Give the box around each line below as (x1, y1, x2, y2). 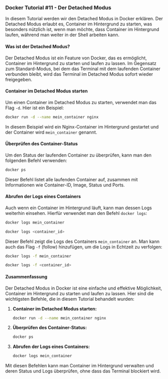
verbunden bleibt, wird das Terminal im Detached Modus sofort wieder (5, 71, 153, 77)
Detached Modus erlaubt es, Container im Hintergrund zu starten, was (5, 21, 152, 27)
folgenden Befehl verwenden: (5, 157, 68, 164)
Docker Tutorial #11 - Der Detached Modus (5, 4, 112, 11)
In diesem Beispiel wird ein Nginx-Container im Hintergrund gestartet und (5, 123, 159, 130)
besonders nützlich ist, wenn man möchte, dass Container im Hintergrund (5, 26, 159, 33)
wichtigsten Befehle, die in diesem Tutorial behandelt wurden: (5, 296, 135, 302)
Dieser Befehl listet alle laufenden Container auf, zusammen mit (5, 176, 138, 182)
